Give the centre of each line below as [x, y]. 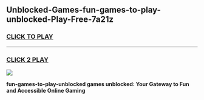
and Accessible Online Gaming [46, 90]
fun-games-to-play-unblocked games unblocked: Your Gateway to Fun [98, 84]
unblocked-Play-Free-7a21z [60, 20]
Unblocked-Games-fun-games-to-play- [83, 10]
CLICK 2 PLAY [27, 59]
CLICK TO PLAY [30, 37]
